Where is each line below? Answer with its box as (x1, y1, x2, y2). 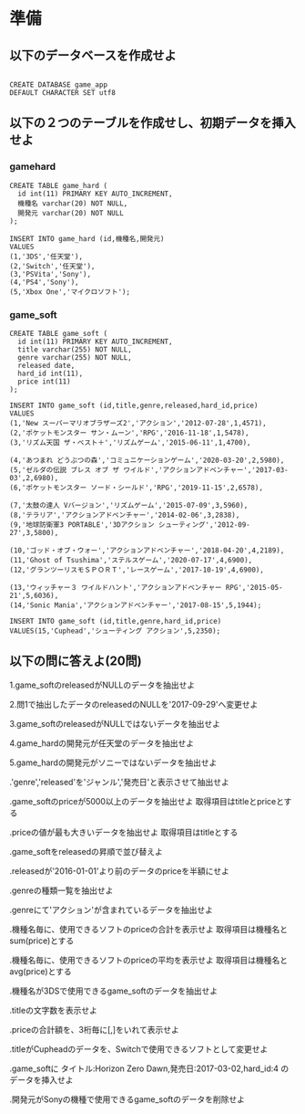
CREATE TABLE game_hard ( (9, 181, 107, 190)
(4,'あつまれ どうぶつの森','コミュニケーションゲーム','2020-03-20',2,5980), (9, 456, 285, 465)
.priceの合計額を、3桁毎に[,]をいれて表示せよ (9, 1024, 180, 1035)
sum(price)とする (9, 935, 75, 946)
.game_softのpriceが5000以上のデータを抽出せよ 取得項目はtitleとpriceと (9, 795, 284, 806)
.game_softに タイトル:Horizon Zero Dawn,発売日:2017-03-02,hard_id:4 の (9, 1063, 290, 1074)
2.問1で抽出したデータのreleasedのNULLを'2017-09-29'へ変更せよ (9, 699, 259, 709)
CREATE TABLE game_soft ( (9, 329, 107, 338)
